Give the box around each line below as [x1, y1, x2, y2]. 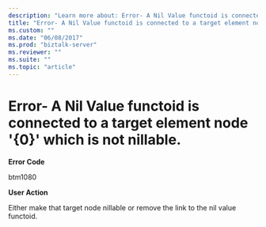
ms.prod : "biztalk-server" [8, 41, 97, 49]
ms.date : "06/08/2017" [8, 33, 83, 42]
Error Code [8, 157, 45, 166]
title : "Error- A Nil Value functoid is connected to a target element [8, 19, 249, 27]
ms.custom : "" [8, 26, 55, 34]
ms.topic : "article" [8, 63, 77, 71]
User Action [8, 187, 49, 197]
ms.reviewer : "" [8, 48, 62, 56]
